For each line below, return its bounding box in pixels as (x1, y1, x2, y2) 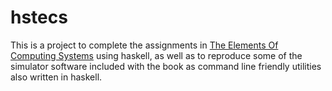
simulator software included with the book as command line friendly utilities (10, 60, 322, 72)
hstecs (10, 6, 68, 29)
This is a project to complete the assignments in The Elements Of (10, 39, 279, 51)
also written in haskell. (10, 71, 103, 83)
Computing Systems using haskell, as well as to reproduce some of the (10, 49, 303, 61)
